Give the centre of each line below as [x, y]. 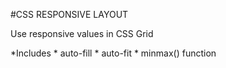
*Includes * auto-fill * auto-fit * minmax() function [113, 53]
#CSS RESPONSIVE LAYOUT [69, 14]
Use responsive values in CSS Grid [82, 33]
